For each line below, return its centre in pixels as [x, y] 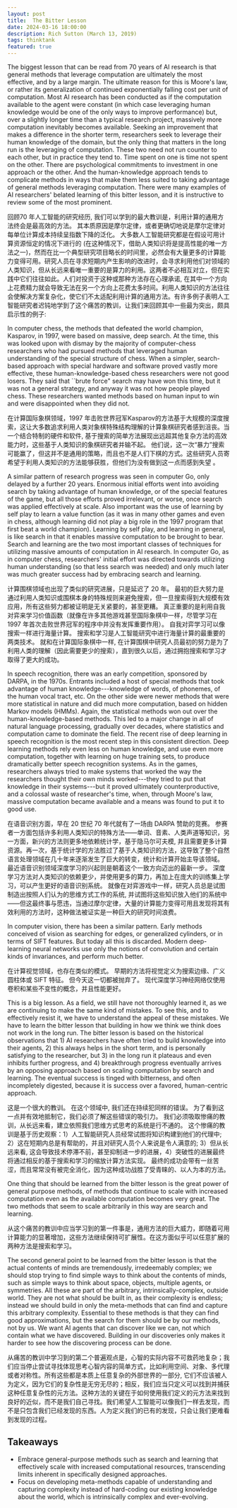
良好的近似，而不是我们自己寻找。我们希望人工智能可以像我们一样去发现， [115, 1401]
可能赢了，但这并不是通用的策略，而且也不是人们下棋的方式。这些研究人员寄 [119, 453]
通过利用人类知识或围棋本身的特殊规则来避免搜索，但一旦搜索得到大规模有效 [119, 598]
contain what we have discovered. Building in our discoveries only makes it [116, 1335]
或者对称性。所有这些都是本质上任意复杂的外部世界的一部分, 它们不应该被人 [117, 1375]
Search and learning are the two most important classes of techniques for [115, 544]
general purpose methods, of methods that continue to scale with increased [117, 1191]
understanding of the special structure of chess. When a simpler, [102, 358]
